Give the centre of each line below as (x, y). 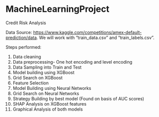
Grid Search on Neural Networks (46, 93)
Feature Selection (31, 83)
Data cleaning (27, 57)
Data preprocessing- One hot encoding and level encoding (73, 62)
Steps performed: (23, 47)
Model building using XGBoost (43, 72)
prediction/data (21, 38)
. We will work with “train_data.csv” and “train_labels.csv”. (96, 38)
